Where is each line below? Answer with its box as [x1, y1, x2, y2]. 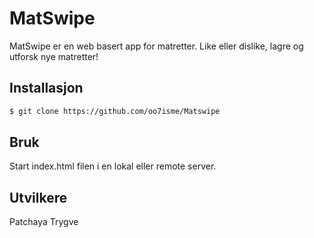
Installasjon [9, 80, 84, 97]
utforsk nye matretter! [9, 50, 99, 62]
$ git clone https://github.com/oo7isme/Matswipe [9, 106, 221, 116]
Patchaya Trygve [9, 216, 79, 228]
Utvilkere [9, 189, 68, 206]
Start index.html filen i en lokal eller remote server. [9, 160, 217, 172]
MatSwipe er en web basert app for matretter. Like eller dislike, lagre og [9, 40, 304, 52]
